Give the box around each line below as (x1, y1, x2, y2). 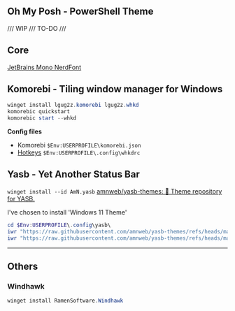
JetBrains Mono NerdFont (7, 63, 82, 71)
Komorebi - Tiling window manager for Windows (7, 83, 223, 95)
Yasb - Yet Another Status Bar (7, 168, 140, 180)
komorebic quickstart (7, 108, 71, 115)
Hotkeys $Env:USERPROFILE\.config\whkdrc (17, 148, 141, 157)
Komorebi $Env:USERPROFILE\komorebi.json (17, 141, 141, 150)
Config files (7, 127, 42, 136)
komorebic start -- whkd (7, 115, 77, 122)
